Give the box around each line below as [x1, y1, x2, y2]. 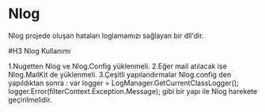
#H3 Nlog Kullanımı [8, 46, 71, 55]
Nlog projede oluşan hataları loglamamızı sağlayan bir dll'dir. [8, 31, 204, 40]
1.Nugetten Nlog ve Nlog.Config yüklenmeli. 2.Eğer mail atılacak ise [8, 61, 227, 71]
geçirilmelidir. [8, 95, 52, 104]
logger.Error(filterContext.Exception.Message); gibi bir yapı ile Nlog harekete [8, 86, 258, 95]
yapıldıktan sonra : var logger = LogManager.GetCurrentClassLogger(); [8, 78, 239, 88]
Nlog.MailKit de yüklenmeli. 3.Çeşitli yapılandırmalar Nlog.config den [8, 69, 232, 79]
